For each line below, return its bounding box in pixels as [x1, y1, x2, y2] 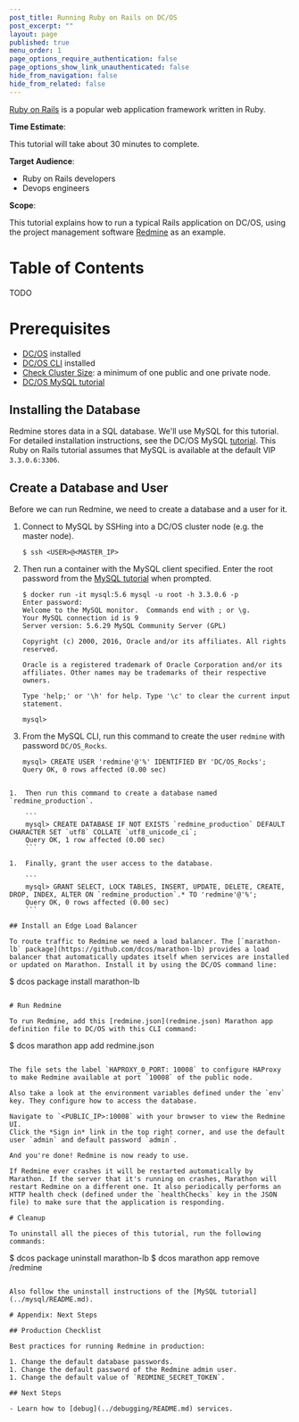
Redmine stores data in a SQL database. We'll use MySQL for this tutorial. [9, 426, 279, 437]
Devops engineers [21, 182, 90, 193]
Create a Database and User [9, 480, 169, 495]
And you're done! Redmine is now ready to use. [9, 1152, 190, 1161]
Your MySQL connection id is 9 [21, 614, 139, 623]
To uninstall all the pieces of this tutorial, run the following [9, 1229, 262, 1238]
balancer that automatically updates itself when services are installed [9, 953, 290, 962]
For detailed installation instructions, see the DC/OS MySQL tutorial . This [9, 435, 277, 446]
